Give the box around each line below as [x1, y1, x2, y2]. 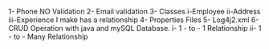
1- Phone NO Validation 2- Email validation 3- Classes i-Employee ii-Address [8, 7, 261, 16]
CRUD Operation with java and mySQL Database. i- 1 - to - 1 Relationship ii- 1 [8, 24, 262, 32]
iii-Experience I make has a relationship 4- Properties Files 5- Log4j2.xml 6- [8, 15, 259, 24]
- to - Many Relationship [8, 32, 88, 41]
